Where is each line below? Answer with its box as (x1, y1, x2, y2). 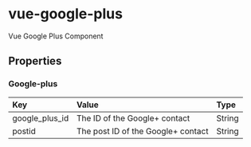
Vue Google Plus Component (8, 31, 104, 41)
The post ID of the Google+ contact (76, 125, 209, 137)
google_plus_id (12, 113, 69, 124)
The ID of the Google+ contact (76, 113, 190, 124)
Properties (8, 54, 62, 68)
